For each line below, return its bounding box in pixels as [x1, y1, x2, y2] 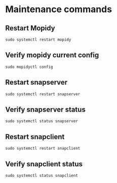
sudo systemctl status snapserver [5, 119, 79, 124]
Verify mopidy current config [5, 51, 99, 59]
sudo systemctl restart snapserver [5, 91, 81, 97]
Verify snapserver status [5, 105, 86, 114]
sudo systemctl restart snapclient [5, 146, 81, 151]
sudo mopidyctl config [5, 64, 53, 69]
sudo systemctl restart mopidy [5, 37, 71, 42]
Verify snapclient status [5, 160, 83, 168]
